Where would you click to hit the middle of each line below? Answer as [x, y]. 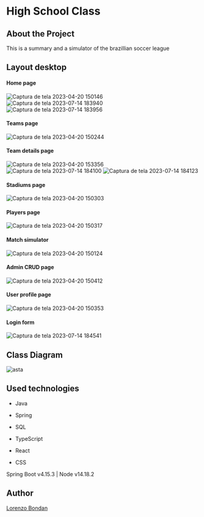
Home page [21, 83]
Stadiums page [26, 185]
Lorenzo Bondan [27, 508]
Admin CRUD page [30, 267]
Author [20, 494]
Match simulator [27, 240]
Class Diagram [34, 355]
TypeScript [29, 438]
